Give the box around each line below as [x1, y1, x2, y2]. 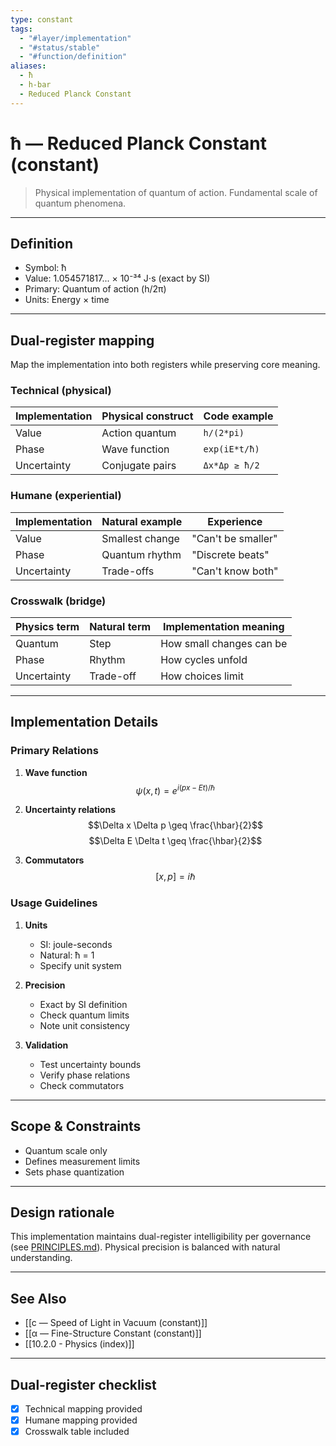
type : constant [10, 14, 74, 25]
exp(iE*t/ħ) [203, 444, 260, 455]
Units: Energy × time [24, 294, 110, 306]
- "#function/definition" [19, 52, 128, 62]
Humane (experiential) [10, 489, 122, 503]
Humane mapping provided [24, 1414, 138, 1426]
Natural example [101, 514, 183, 528]
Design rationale [10, 1204, 115, 1221]
